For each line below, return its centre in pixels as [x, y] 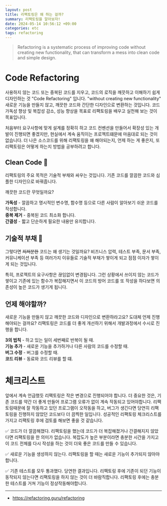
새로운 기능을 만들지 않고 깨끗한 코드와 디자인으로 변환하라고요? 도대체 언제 [78, 317]
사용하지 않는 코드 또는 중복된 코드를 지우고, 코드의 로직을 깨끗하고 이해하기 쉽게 [83, 92]
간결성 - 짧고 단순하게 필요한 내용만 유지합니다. [50, 221]
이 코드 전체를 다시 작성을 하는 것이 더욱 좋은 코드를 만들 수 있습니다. [71, 444]
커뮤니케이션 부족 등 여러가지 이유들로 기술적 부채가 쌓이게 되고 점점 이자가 [78, 258]
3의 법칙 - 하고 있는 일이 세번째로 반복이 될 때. [50, 340]
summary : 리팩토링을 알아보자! [33, 19]
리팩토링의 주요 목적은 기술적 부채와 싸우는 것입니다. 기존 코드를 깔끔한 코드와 [80, 175]
